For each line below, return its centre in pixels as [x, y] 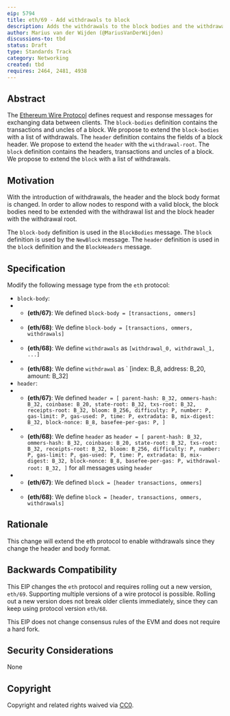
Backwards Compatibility [62, 570]
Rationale [28, 525]
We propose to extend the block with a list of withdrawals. [89, 159]
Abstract [26, 99]
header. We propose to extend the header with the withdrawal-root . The [108, 144]
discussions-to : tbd [37, 39]
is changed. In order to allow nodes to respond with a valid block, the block [113, 205]
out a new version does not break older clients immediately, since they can [112, 601]
